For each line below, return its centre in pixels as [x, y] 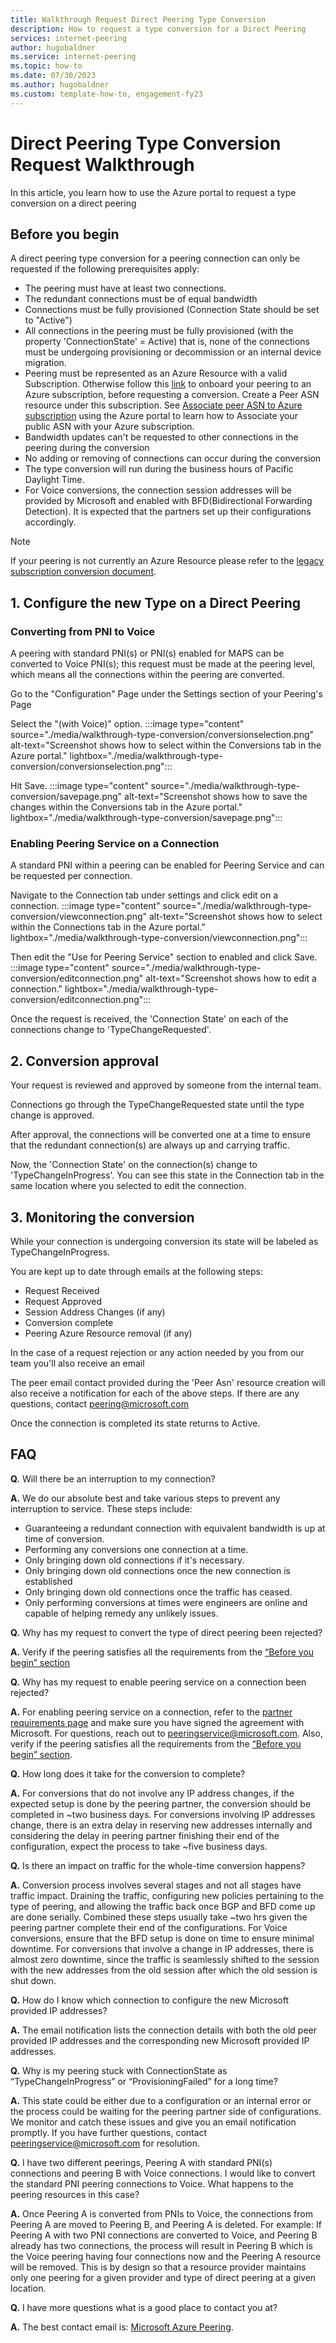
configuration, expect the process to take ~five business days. [139, 1846]
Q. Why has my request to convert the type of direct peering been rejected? [166, 1632]
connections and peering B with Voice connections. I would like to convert [163, 2173]
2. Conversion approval [84, 1061]
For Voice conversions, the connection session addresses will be [158, 490]
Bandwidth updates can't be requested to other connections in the [161, 437]
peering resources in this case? [75, 2194]
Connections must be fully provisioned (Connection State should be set [172, 310]
